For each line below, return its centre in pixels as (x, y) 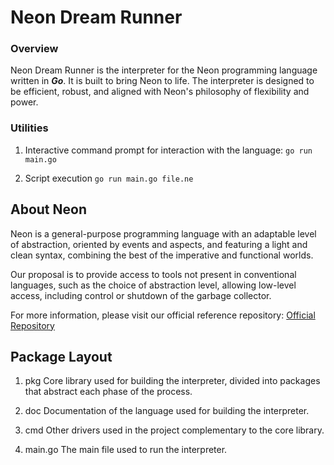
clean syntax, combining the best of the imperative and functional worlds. (162, 255)
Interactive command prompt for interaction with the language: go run (168, 150)
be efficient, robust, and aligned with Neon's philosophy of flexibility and (160, 92)
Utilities (29, 128)
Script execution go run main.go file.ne (109, 178)
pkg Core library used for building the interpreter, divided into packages (172, 381)
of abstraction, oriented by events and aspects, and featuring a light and (159, 244)
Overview (34, 49)
